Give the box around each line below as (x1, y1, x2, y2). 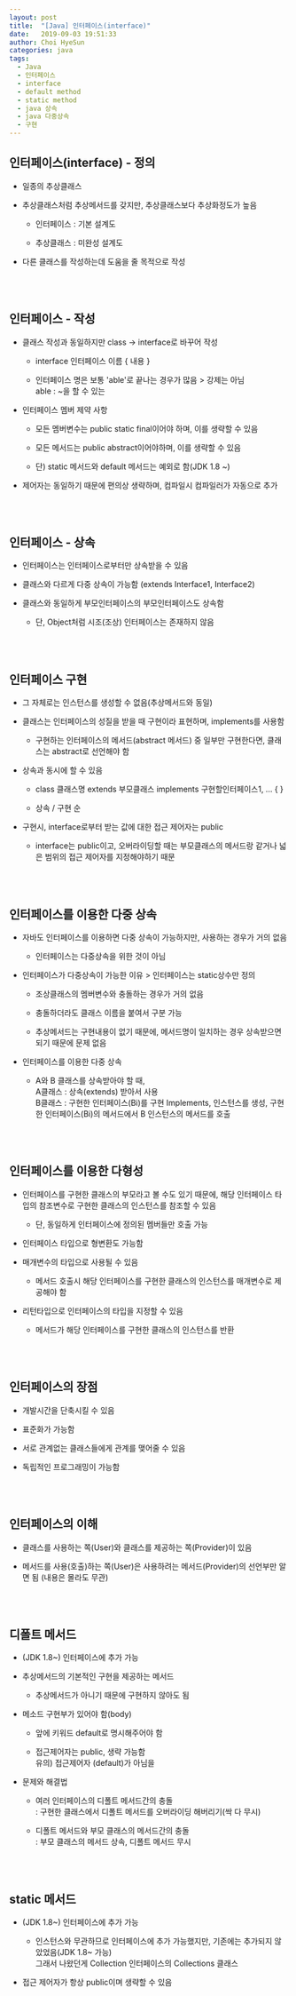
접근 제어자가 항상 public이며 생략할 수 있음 (21, 1977, 173, 1988)
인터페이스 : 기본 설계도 (35, 219, 117, 229)
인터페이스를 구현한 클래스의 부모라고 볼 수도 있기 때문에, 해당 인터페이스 (21, 1189, 273, 1199)
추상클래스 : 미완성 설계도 (35, 237, 124, 248)
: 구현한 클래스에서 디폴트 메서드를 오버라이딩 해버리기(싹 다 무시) (35, 1807, 261, 1817)
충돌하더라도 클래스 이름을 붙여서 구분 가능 (35, 1007, 183, 1018)
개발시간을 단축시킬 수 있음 (21, 1404, 115, 1415)
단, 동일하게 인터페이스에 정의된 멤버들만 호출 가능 (35, 1219, 208, 1229)
